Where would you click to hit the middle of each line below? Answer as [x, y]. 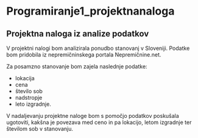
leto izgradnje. [33, 104]
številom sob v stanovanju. [40, 129]
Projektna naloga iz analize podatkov [78, 34]
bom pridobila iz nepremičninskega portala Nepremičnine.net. [84, 55]
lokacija [25, 78]
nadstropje [29, 98]
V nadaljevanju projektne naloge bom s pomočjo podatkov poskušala [93, 116]
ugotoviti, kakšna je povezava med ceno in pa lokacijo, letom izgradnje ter [99, 122]
